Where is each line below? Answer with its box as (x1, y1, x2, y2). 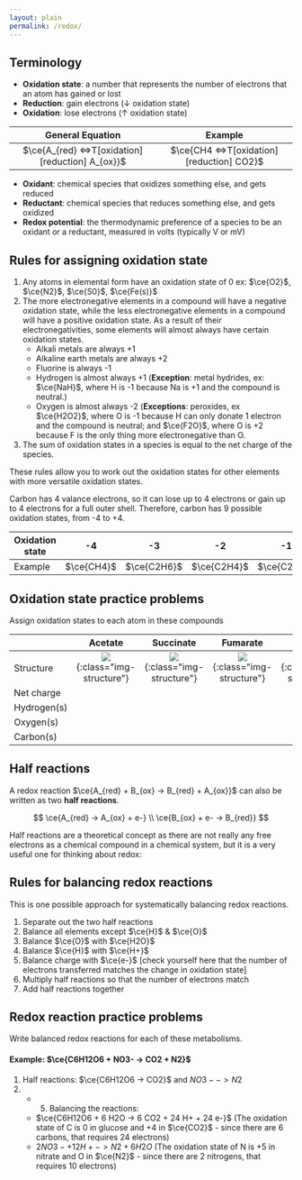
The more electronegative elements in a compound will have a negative (22, 296, 288, 306)
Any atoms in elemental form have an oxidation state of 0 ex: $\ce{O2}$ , (22, 277, 291, 288)
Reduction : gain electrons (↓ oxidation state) (22, 98, 191, 109)
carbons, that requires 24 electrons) (35, 1131, 170, 1142)
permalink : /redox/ (9, 22, 83, 31)
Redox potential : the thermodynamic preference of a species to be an (22, 217, 282, 228)
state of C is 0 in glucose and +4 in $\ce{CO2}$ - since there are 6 (35, 1121, 284, 1132)
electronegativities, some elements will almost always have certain (22, 325, 270, 335)
